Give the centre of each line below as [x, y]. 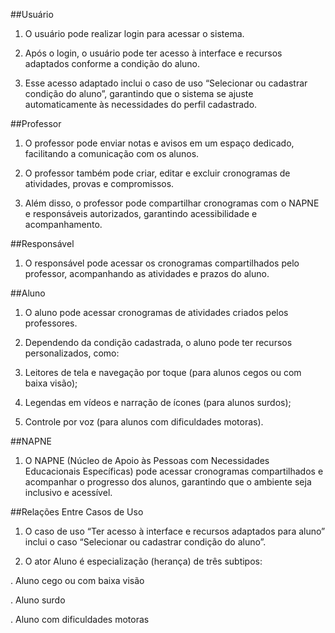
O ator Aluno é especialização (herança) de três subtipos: [143, 561]
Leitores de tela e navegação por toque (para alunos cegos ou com [163, 372]
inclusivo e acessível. [68, 492]
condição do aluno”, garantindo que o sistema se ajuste [139, 93]
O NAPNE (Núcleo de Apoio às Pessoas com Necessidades [147, 460]
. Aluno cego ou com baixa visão [77, 580]
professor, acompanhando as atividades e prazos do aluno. [147, 273]
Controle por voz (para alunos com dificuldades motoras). [144, 422]
